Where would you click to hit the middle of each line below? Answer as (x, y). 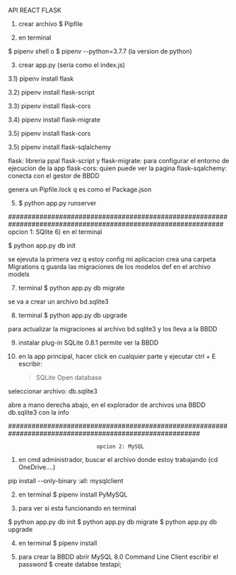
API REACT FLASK (35, 10)
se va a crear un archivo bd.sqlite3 (58, 302)
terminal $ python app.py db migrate (71, 288)
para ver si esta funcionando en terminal (77, 508)
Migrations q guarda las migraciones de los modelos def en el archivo (110, 267)
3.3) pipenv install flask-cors (49, 106)
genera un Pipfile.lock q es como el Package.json (80, 189)
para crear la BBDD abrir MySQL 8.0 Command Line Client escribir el (118, 557)
